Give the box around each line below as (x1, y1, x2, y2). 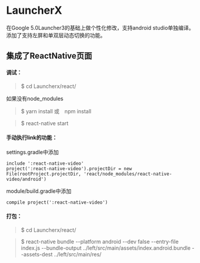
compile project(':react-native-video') (6, 199, 109, 205)
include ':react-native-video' (6, 160, 84, 167)
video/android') (6, 176, 47, 182)
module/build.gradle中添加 (6, 187, 72, 195)
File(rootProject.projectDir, (6, 171, 82, 177)
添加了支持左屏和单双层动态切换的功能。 (6, 31, 106, 39)
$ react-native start (20, 119, 69, 126)
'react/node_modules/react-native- (83, 171, 172, 177)
